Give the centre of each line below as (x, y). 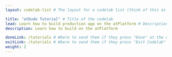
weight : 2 (16, 47)
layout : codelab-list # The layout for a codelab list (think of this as (86, 10)
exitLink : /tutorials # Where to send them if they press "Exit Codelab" (86, 42)
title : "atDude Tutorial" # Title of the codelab (59, 19)
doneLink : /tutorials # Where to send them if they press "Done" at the (84, 38)
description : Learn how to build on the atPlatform (61, 28)
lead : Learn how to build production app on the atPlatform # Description (87, 24)
